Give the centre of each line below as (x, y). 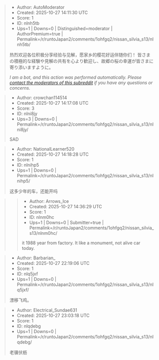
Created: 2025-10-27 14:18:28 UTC (53, 154)
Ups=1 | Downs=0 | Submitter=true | (67, 223)
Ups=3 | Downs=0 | (37, 119)
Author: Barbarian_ (36, 258)
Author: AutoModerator (41, 7)
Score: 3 (25, 108)
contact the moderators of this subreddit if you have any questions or (81, 83)
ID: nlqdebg (29, 326)
